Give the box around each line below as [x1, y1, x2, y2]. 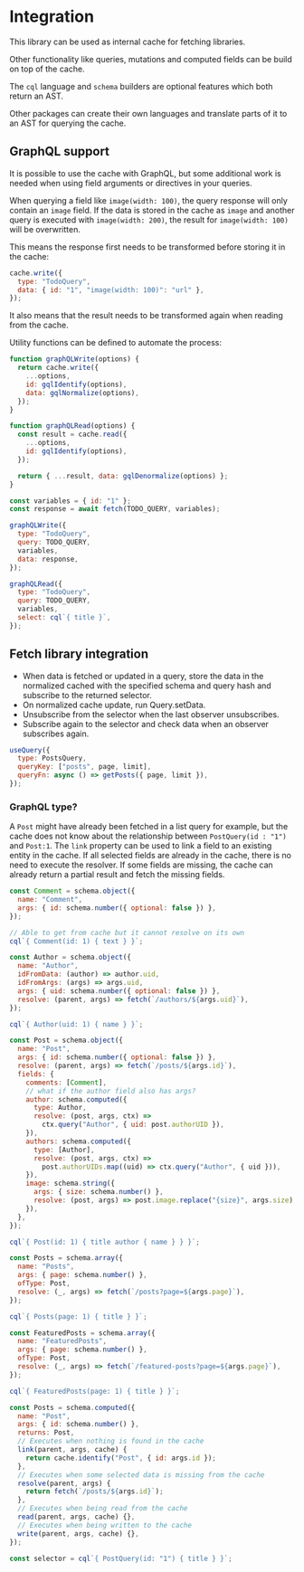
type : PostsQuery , [17, 753, 88, 763]
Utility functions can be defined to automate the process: [9, 337, 223, 348]
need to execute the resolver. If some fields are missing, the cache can [9, 859, 273, 870]
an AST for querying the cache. [9, 118, 127, 128]
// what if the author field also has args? [25, 1086, 196, 1095]
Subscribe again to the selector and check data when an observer [22, 718, 270, 729]
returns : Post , [17, 1428, 75, 1437]
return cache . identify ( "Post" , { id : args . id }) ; [25, 1454, 217, 1463]
